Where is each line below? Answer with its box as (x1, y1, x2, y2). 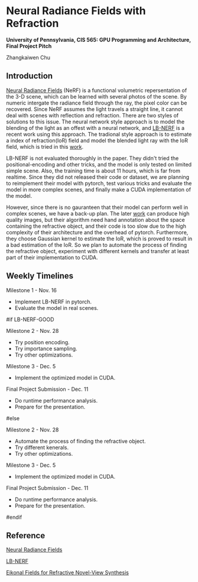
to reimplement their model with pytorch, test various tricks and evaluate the (6, 179, 192, 187)
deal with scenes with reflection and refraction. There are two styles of (6, 112, 179, 119)
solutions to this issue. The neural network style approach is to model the (6, 118, 185, 125)
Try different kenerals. (14, 444, 69, 451)
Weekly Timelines (6, 271, 74, 281)
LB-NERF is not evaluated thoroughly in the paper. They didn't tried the (6, 155, 179, 162)
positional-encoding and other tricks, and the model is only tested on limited (6, 161, 192, 168)
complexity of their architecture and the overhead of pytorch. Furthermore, (6, 228, 189, 236)
